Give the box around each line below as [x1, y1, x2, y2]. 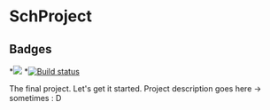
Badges [9, 42, 52, 57]
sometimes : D [9, 93, 62, 103]
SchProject [9, 6, 93, 27]
